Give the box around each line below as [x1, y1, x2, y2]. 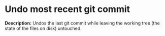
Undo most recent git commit [5, 3, 130, 15]
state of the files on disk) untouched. [5, 25, 82, 31]
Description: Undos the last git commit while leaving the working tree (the [5, 20, 160, 26]
